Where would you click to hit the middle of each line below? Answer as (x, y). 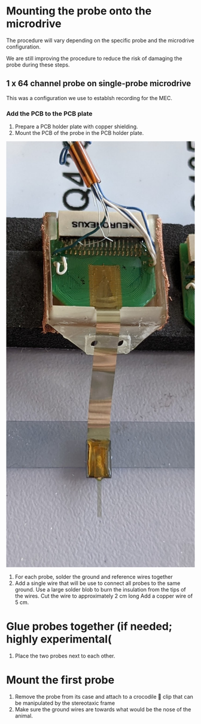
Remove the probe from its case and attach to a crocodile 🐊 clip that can (104, 696)
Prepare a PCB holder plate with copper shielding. (77, 126)
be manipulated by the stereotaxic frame (65, 703)
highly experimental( (59, 639)
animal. (24, 716)
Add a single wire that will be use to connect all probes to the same (98, 583)
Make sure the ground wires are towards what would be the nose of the (103, 709)
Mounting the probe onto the (79, 11)
